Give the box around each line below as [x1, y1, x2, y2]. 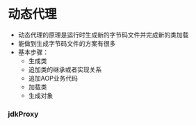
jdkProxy [8, 109, 39, 119]
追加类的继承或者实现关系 [28, 65, 102, 74]
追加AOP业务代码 [28, 74, 79, 82]
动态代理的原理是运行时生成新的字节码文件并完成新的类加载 [17, 31, 189, 39]
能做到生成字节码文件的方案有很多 [17, 39, 116, 47]
